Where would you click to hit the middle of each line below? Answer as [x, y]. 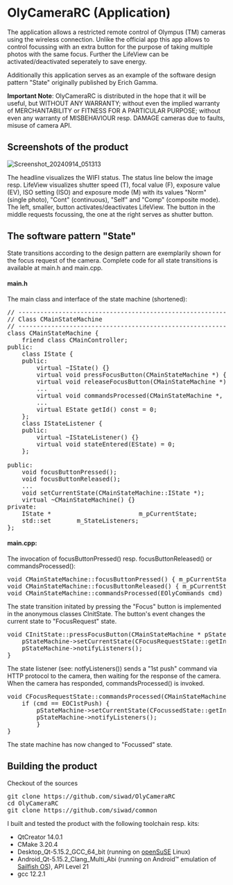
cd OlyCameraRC [33, 803]
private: [22, 506]
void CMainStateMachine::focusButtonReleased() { [93, 586]
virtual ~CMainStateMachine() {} [79, 499]
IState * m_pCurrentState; [110, 513]
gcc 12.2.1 [31, 874]
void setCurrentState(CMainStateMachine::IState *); [113, 493]
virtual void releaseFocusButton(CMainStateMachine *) [131, 381]
